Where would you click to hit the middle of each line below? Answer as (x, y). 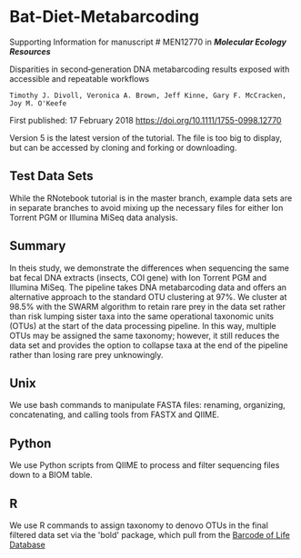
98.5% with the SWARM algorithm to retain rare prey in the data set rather (148, 306)
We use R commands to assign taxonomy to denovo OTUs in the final (139, 525)
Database (27, 544)
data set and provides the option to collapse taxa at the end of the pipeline (149, 345)
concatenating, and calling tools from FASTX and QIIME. (115, 414)
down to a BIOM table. (51, 475)
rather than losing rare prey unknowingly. (86, 354)
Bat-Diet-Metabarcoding (105, 17)
